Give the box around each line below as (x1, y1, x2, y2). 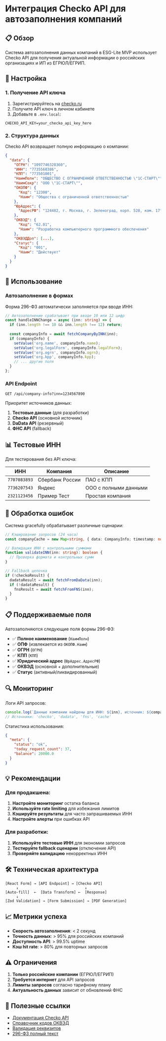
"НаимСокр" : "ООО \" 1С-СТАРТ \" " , (14, 181, 83, 186)
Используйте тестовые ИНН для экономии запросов (12, 840, 125, 846)
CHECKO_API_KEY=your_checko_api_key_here (5, 121, 92, 125)
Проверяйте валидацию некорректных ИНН (12, 850, 108, 856)
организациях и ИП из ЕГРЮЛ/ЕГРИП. (5, 60, 86, 66)
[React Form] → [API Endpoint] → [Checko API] (5, 881, 103, 886)
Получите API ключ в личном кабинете (12, 106, 95, 112)
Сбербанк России (38, 477, 81, 484)
